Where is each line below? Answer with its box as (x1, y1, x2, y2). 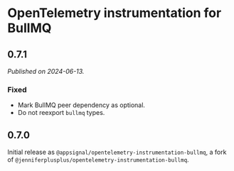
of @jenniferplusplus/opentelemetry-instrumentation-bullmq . (7, 155, 190, 164)
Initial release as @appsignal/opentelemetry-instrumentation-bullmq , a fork (7, 148, 227, 157)
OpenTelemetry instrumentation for (7, 5, 222, 21)
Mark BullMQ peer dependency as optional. (17, 101, 146, 109)
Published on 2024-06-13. (7, 67, 85, 75)
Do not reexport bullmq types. (17, 109, 105, 117)
